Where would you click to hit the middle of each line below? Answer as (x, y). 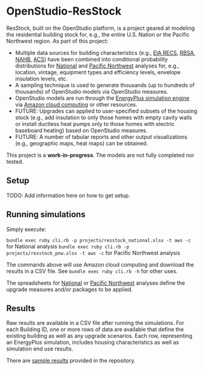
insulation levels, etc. (41, 79)
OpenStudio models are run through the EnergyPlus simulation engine (102, 98)
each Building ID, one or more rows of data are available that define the (95, 329)
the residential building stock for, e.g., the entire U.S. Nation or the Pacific (98, 34)
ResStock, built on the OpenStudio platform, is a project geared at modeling (101, 28)
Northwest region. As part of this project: (58, 41)
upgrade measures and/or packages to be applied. (70, 289)
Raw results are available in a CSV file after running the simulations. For (95, 323)
